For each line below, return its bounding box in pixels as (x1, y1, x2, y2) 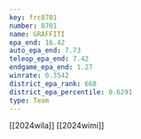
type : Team (9, 95, 50, 105)
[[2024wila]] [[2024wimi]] (9, 120, 105, 131)
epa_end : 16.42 (9, 37, 66, 47)
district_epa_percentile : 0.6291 (9, 87, 133, 96)
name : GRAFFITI (9, 29, 66, 38)
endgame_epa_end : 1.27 (9, 63, 93, 72)
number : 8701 (9, 21, 58, 30)
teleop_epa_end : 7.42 (9, 54, 90, 63)
